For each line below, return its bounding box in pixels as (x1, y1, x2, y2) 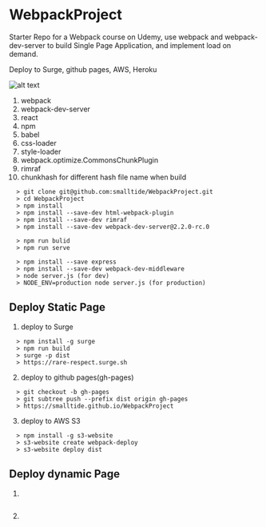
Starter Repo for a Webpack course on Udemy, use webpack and (9, 32, 223, 42)
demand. (9, 49, 38, 58)
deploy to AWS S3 (20, 416, 81, 425)
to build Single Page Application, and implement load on (47, 40, 232, 50)
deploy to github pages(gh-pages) (20, 372, 134, 382)
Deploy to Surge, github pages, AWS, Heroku (9, 64, 157, 74)
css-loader (20, 138, 57, 147)
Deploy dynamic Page (9, 467, 121, 481)
